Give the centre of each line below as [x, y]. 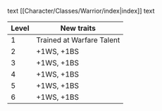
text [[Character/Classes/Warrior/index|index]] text [81, 11]
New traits [78, 28]
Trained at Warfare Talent [78, 40]
